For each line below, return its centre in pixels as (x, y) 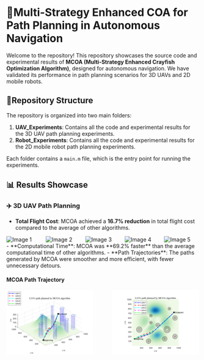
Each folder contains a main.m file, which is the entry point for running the (99, 158)
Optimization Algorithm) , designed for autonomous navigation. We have (98, 68)
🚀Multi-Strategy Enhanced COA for (97, 13)
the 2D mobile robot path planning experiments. (75, 147)
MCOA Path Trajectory (36, 280)
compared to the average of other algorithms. (72, 228)
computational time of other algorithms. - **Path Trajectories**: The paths (100, 252)
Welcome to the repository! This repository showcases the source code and (102, 55)
